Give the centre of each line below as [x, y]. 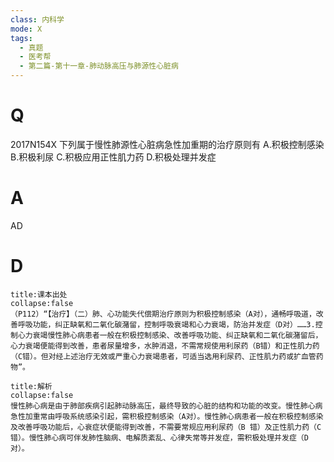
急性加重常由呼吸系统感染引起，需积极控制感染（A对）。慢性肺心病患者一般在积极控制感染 [167, 416]
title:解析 [31, 386]
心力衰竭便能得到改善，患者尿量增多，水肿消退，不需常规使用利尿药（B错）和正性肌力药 [165, 346]
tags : [21, 38]
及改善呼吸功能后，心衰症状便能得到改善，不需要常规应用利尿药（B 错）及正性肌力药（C [166, 427]
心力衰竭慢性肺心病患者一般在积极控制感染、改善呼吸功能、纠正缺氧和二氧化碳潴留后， [170, 335]
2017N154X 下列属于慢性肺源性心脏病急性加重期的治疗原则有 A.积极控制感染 [167, 144]
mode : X [26, 29]
